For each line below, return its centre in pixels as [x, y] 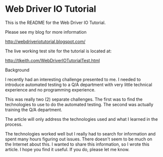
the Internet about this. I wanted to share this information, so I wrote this [77, 144]
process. [14, 124]
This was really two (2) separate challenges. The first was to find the [74, 99]
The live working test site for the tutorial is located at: [58, 51]
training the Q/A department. [34, 110]
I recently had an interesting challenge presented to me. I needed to [73, 79]
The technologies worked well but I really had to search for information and [80, 134]
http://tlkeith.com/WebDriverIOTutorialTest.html [53, 60]
